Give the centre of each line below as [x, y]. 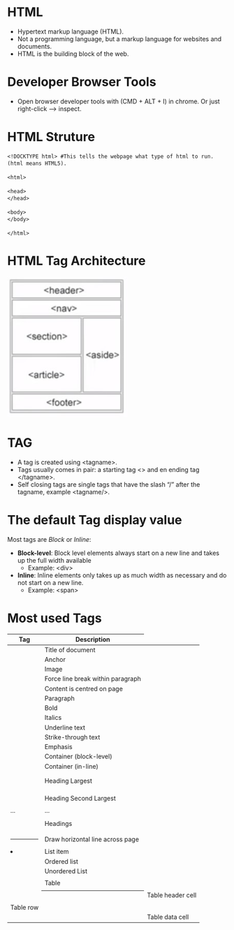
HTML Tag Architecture [76, 261]
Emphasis [58, 747]
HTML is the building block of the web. [73, 54]
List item [57, 852]
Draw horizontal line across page [92, 839]
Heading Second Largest [80, 798]
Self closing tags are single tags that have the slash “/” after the [109, 485]
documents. [35, 46]
